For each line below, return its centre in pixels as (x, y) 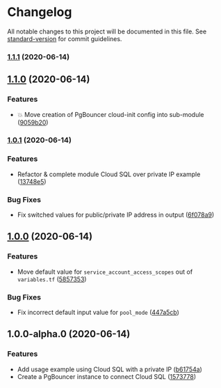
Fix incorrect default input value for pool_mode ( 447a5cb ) (98, 312)
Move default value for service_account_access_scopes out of (105, 272)
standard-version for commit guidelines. (65, 38)
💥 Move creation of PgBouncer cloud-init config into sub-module (110, 114)
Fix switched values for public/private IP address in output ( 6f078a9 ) (116, 215)
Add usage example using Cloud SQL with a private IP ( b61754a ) (110, 369)
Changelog (40, 12)
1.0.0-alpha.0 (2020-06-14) (69, 334)
